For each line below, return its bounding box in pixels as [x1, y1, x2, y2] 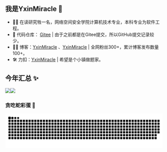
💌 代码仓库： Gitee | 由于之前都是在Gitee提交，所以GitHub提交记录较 [12, 31, 154, 37]
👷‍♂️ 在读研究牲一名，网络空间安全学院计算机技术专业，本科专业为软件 [12, 19, 156, 25]
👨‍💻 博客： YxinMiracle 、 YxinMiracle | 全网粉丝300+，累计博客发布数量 [12, 44, 159, 50]
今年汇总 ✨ [5, 74, 39, 82]
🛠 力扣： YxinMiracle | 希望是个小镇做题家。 [12, 56, 103, 62]
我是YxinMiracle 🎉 [5, 4, 63, 13]
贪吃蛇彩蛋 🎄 [5, 101, 36, 108]
